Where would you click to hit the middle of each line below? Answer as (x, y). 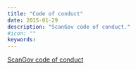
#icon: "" (22, 33)
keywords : (22, 40)
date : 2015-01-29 (33, 20)
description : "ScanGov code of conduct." (69, 27)
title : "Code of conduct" (45, 14)
